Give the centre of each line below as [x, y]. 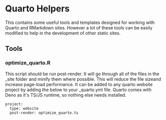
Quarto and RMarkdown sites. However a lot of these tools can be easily [79, 27]
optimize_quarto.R [28, 63]
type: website [24, 108]
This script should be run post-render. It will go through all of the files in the [82, 74]
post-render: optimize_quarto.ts [44, 113]
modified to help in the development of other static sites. [63, 33]
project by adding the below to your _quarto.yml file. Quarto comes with [79, 90]
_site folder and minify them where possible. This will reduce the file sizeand [83, 79]
